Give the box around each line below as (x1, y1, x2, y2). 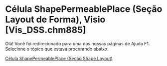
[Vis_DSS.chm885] (5, 25, 86, 35)
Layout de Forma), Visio (5, 14, 106, 25)
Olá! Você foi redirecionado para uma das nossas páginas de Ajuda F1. (5, 40, 150, 46)
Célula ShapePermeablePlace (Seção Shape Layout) (5, 55, 113, 61)
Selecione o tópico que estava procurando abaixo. (5, 46, 109, 52)
